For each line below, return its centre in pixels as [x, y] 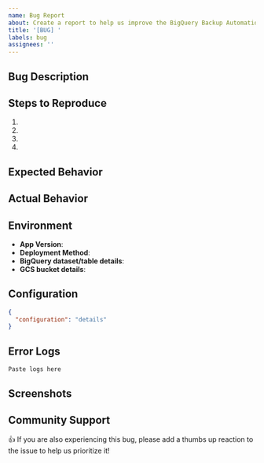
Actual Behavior [48, 198]
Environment [40, 225]
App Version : [41, 244]
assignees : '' [31, 45]
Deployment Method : [55, 252]
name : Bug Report [37, 15]
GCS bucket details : [53, 269]
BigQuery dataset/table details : [71, 261]
